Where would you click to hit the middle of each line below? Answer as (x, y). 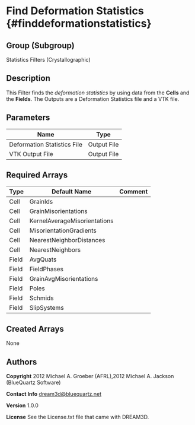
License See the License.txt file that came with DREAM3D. (78, 417)
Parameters (28, 118)
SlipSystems (47, 308)
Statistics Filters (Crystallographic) (48, 60)
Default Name (71, 192)
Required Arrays (37, 175)
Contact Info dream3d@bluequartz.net (54, 394)
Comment (134, 192)
